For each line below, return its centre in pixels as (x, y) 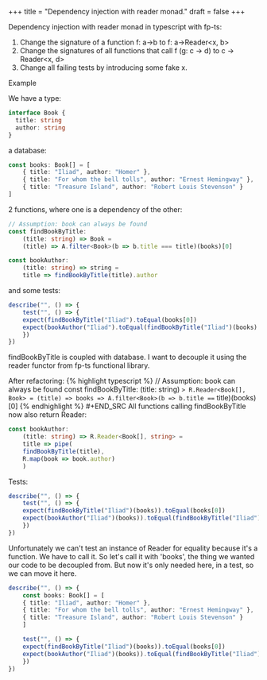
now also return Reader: (48, 415)
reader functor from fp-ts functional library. (79, 365)
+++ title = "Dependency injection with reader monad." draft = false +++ (127, 12)
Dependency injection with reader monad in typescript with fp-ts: (115, 27)
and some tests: (35, 290)
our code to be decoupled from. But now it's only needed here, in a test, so (131, 565)
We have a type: (35, 98)
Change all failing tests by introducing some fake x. (104, 68)
